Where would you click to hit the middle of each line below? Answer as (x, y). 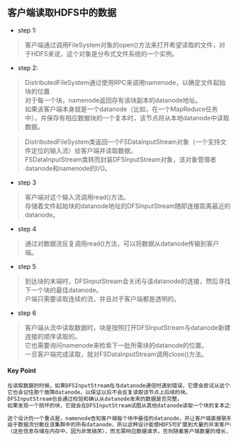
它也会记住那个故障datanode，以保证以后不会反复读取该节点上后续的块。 (99, 392)
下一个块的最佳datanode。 (63, 290)
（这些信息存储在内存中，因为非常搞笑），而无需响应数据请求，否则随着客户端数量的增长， (119, 431)
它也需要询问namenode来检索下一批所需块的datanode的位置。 (116, 345)
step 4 (27, 229)
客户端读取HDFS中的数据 (62, 13)
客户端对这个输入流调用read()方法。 (77, 197)
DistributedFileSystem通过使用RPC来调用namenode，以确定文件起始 (125, 82)
